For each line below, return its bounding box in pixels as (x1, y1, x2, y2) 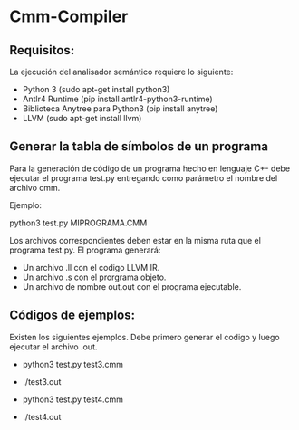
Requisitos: (9, 43, 75, 58)
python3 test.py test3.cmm (22, 358, 124, 369)
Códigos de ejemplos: (9, 308, 136, 323)
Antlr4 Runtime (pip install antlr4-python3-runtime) (22, 93, 213, 104)
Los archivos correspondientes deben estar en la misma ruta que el (9, 234, 261, 245)
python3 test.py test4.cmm (22, 394, 124, 405)
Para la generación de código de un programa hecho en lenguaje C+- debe (9, 163, 291, 174)
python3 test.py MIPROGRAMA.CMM (9, 217, 148, 228)
